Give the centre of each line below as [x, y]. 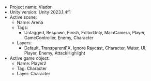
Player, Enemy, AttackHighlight [55, 53]
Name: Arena [30, 22]
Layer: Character [34, 74]
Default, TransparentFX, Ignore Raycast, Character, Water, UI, [85, 48]
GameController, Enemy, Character [59, 38]
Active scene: [23, 17]
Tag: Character [32, 68]
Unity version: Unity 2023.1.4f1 [40, 12]
